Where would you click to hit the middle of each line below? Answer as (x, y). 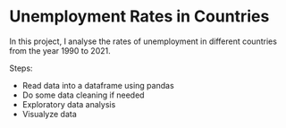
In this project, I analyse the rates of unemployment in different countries (143, 41)
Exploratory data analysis (69, 104)
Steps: (21, 68)
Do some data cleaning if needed (83, 95)
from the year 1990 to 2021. (60, 50)
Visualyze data (50, 114)
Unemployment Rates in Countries (139, 17)
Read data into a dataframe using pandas (98, 85)
